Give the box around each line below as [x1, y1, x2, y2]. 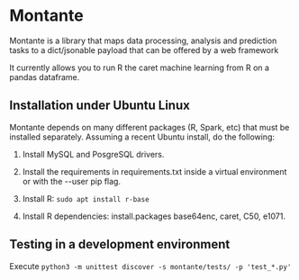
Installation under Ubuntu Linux [9, 98, 191, 113]
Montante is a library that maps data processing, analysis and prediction [9, 35, 277, 46]
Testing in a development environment [9, 237, 231, 252]
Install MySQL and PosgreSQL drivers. [22, 149, 165, 159]
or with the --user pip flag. [22, 176, 122, 186]
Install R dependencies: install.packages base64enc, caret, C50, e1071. [22, 211, 286, 221]
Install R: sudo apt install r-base [22, 193, 150, 203]
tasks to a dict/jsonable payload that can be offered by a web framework [9, 44, 279, 55]
